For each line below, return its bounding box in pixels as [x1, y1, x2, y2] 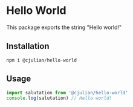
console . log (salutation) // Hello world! [6, 95, 112, 102]
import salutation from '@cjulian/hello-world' [6, 89, 129, 96]
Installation [6, 41, 50, 51]
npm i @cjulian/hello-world [6, 57, 77, 63]
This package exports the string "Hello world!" [6, 24, 122, 31]
